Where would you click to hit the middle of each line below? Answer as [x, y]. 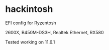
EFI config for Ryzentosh [31, 23]
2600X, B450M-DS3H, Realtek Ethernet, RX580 [55, 32]
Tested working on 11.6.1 [30, 42]
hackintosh [29, 9]
